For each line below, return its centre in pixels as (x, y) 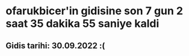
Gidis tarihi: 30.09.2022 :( (55, 46)
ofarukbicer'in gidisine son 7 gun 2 (94, 11)
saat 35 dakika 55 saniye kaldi (82, 24)
